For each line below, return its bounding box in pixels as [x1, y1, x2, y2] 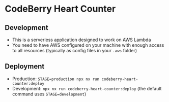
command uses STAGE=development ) [12, 91, 87, 97]
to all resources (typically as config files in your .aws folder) [12, 48, 137, 53]
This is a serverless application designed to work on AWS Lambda [12, 37, 151, 43]
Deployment [5, 62, 45, 71]
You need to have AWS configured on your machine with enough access [12, 42, 164, 48]
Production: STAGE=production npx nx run [12, 76, 100, 82]
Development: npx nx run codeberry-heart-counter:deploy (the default [12, 85, 162, 91]
